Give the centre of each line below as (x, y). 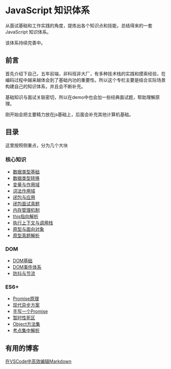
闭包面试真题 (26, 203)
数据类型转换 (26, 178)
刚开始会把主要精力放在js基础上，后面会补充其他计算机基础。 (69, 114)
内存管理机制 (26, 210)
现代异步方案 (26, 305)
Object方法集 (26, 324)
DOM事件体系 (27, 267)
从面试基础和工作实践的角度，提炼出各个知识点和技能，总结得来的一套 (79, 25)
